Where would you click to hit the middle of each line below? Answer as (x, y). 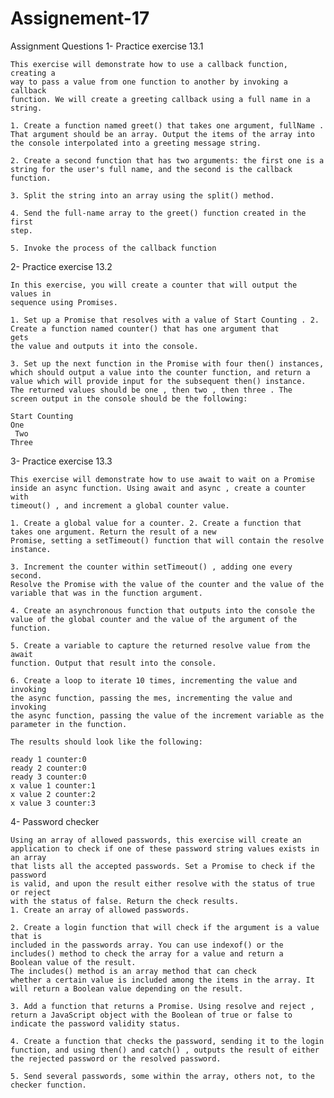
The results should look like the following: (106, 742)
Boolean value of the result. (73, 962)
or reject (31, 892)
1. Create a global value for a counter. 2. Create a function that (156, 523)
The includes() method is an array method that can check (133, 971)
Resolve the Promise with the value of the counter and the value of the (167, 584)
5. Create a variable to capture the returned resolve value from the (160, 645)
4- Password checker (55, 821)
